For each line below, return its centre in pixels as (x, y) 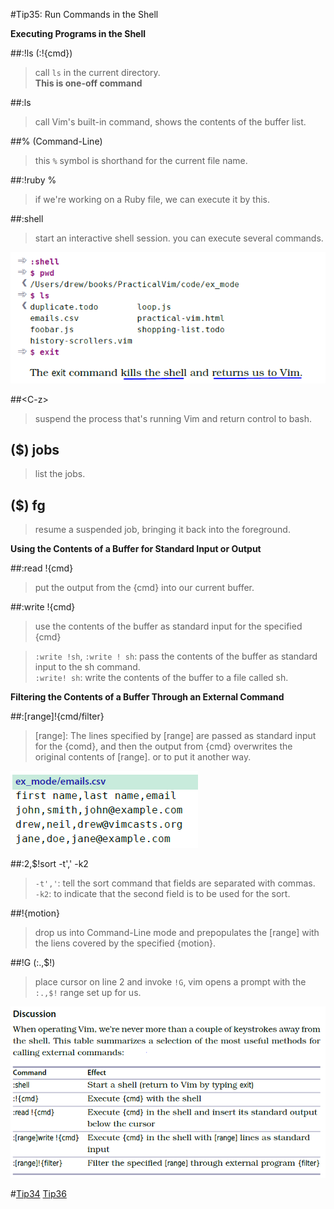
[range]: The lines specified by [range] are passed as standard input (175, 736)
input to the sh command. (87, 667)
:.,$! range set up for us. (88, 993)
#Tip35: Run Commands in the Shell (84, 14)
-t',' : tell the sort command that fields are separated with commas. (175, 883)
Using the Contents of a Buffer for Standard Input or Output (136, 549)
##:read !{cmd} (42, 568)
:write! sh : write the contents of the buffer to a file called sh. (161, 678)
